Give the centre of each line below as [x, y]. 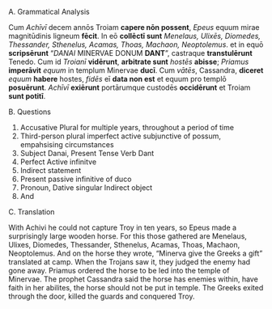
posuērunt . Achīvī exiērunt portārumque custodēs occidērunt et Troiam [130, 87]
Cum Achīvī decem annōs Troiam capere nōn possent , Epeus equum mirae [134, 27]
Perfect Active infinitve [58, 162]
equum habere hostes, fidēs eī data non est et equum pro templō [117, 79]
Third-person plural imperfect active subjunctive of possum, [120, 136]
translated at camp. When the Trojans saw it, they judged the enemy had [130, 262]
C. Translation [32, 212]
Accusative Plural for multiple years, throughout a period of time [127, 127]
